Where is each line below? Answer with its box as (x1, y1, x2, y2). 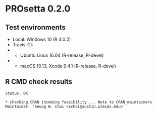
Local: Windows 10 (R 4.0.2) (12, 36, 71, 42)
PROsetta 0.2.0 (5, 3, 71, 15)
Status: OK (5, 91, 28, 96)
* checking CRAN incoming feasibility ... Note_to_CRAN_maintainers (5, 99, 152, 104)
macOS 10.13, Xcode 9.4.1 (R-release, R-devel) (20, 63, 116, 69)
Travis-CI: (12, 42, 34, 48)
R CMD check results (5, 77, 73, 86)
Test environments (5, 23, 66, 32)
